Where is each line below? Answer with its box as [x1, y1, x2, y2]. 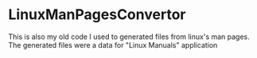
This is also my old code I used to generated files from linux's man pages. [8, 32, 251, 41]
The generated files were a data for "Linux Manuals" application [8, 40, 218, 49]
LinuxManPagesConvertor [8, 6, 186, 24]
